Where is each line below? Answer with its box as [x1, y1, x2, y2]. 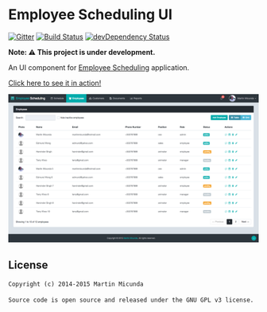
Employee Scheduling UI [8, 6, 173, 24]
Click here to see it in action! [8, 78, 102, 88]
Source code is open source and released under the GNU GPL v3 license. [8, 296, 254, 304]
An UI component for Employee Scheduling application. [8, 62, 190, 72]
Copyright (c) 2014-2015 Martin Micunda [8, 280, 145, 288]
